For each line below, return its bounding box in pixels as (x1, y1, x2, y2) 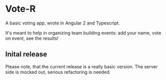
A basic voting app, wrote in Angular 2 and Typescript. (5, 20, 120, 26)
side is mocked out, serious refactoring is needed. (5, 69, 111, 75)
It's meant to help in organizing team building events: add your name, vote (5, 30, 161, 36)
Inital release (5, 50, 48, 59)
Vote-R (5, 3, 36, 15)
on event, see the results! (5, 35, 59, 41)
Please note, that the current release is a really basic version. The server (5, 63, 158, 69)
